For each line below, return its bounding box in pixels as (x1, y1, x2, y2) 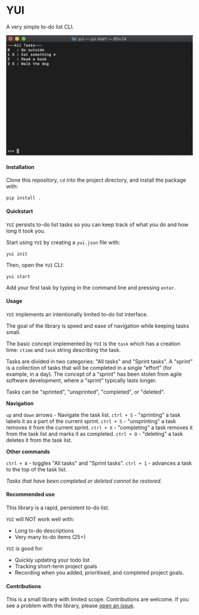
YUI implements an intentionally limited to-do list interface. (6, 310, 148, 318)
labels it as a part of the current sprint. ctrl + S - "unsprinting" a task (6, 417, 176, 424)
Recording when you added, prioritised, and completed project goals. (14, 569, 185, 576)
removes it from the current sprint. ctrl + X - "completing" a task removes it (6, 424, 193, 431)
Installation (6, 163, 34, 170)
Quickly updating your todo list (14, 556, 90, 563)
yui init (6, 251, 28, 257)
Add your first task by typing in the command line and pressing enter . (6, 284, 176, 291)
